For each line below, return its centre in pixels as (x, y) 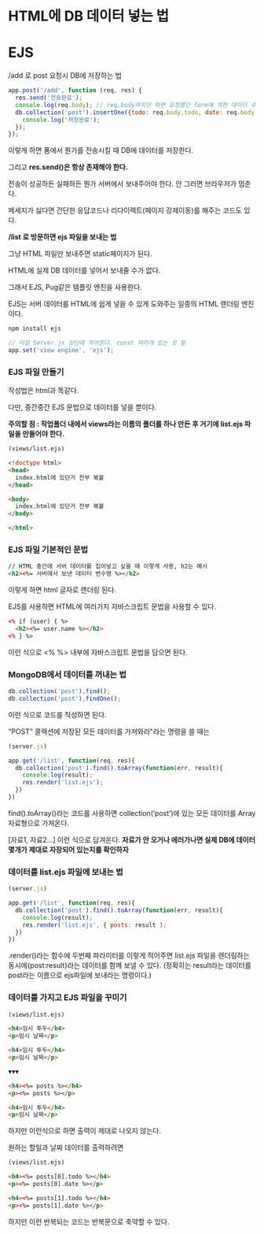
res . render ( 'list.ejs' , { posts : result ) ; (95, 925)
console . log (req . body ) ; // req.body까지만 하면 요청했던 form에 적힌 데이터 (131, 105)
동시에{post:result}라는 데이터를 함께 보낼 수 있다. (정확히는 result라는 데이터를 (130, 965)
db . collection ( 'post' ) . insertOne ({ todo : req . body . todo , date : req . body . (137, 112)
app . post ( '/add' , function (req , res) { (75, 91)
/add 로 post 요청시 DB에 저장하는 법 (65, 76)
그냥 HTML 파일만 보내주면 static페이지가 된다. (80, 254)
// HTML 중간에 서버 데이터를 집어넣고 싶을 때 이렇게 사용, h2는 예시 (108, 567)
